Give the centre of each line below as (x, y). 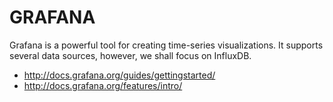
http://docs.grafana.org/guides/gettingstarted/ (119, 75)
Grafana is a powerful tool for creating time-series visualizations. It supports (166, 45)
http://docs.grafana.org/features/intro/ (103, 85)
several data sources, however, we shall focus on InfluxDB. (130, 55)
